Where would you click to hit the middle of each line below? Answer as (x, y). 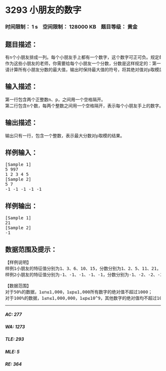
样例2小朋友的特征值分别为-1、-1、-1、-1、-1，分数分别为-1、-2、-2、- (83, 274)
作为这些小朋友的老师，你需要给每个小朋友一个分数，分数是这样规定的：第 (81, 63)
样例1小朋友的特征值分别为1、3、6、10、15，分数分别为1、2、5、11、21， (83, 268)
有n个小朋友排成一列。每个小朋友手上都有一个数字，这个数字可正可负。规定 (82, 57)
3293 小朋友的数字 (43, 10)
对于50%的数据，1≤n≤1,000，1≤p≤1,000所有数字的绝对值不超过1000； (79, 292)
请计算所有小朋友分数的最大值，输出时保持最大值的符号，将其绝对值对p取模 (82, 69)
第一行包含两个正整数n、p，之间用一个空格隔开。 (55, 100)
